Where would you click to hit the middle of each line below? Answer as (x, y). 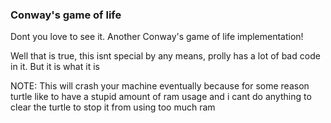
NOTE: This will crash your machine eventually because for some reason (160, 86)
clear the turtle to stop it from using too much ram (113, 107)
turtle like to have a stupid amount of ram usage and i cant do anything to (161, 97)
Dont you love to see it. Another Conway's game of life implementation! (157, 37)
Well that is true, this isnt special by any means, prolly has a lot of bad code (165, 56)
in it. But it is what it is (55, 67)
